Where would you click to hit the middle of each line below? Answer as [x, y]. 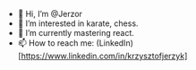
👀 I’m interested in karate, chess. [78, 23]
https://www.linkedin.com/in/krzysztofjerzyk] [104, 56]
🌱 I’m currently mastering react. [76, 33]
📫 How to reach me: [56, 43]
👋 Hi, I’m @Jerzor [50, 14]
